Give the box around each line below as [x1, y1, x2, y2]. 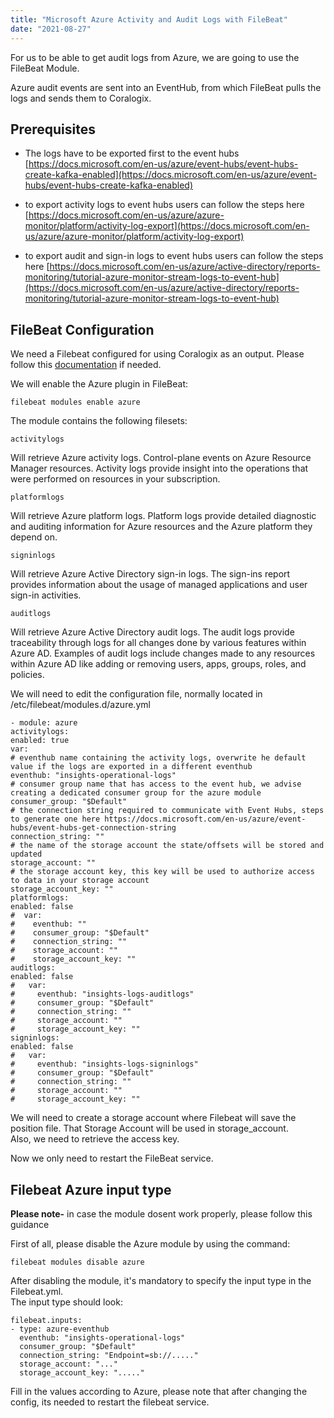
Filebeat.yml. [10, 1285, 64, 1297]
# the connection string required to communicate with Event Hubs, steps [10, 806, 325, 816]
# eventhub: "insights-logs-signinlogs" [10, 1059, 199, 1070]
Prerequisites [10, 121, 96, 138]
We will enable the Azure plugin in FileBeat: [10, 378, 189, 390]
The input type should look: [10, 1296, 123, 1308]
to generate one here [10, 814, 101, 825]
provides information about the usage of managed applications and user [10, 579, 308, 591]
